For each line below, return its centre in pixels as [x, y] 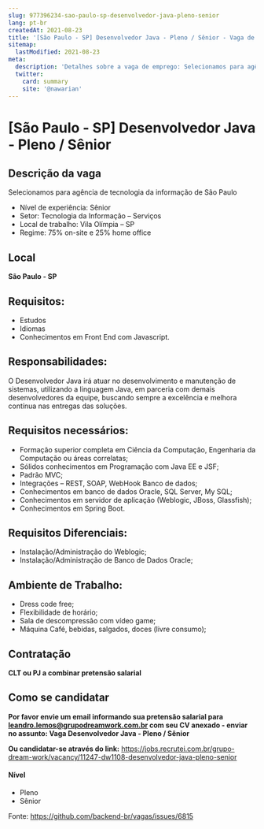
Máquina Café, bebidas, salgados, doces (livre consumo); [113, 629]
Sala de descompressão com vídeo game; [88, 621]
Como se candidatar [59, 698]
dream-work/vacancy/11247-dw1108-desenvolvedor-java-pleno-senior [123, 757]
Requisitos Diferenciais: [68, 533]
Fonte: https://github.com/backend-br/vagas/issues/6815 [101, 816]
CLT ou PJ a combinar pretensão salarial [75, 673]
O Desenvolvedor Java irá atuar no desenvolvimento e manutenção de [122, 381]
